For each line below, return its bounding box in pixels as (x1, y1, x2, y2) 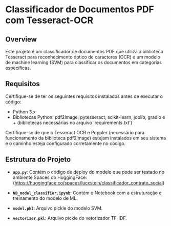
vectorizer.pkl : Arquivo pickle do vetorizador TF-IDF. (12, 215, 127, 221)
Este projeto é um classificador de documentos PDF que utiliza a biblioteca (5, 49, 164, 54)
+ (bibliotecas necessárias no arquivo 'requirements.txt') (12, 119, 133, 126)
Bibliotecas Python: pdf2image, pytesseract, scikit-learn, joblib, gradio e (12, 114, 165, 120)
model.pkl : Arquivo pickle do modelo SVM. (12, 205, 103, 211)
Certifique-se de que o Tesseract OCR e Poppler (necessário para (5, 129, 145, 135)
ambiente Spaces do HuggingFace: (12, 174, 87, 180)
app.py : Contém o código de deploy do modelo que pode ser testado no (12, 169, 165, 175)
